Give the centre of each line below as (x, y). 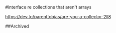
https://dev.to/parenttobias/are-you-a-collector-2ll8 (58, 16)
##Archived (17, 26)
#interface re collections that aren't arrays (48, 7)
